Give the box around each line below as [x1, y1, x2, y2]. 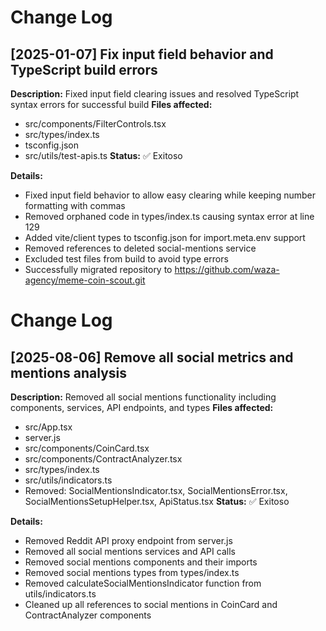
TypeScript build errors [10, 61, 158, 78]
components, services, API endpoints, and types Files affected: [10, 402, 274, 413]
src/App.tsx [24, 421, 73, 433]
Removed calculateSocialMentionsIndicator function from [24, 577, 262, 589]
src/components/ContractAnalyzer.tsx [24, 453, 183, 465]
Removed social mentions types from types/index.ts [24, 567, 240, 578]
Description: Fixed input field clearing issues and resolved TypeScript [10, 88, 300, 100]
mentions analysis [10, 364, 128, 381]
